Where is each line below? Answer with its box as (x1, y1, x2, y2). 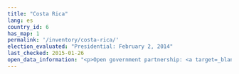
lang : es (7, 17, 33, 24)
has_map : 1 (7, 30, 40, 37)
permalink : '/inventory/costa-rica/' (7, 37, 119, 44)
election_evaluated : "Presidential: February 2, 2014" (7, 43, 174, 50)
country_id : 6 (7, 23, 50, 30)
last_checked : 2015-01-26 (7, 50, 84, 57)
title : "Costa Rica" (7, 10, 69, 18)
